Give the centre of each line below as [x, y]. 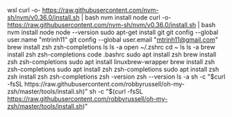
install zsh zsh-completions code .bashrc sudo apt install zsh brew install [112, 54]
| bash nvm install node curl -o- [126, 17]
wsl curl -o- [24, 10]
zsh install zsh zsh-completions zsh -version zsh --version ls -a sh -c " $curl [116, 77]
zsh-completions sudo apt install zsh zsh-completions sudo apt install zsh [113, 69]
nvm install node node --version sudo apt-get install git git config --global [113, 32]
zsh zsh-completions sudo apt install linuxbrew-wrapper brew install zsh [111, 62]
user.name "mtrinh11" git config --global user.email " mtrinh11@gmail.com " [113, 40]
